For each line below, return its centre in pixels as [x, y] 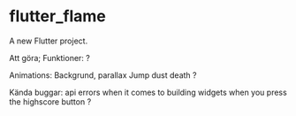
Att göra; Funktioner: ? [49, 58]
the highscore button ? [50, 101]
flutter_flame [57, 16]
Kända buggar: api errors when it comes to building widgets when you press [148, 92]
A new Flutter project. [49, 41]
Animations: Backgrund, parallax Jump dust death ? [103, 75]
